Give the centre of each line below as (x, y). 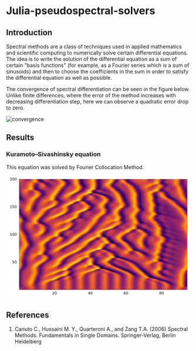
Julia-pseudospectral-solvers (81, 11)
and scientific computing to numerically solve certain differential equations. (97, 53)
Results (20, 138)
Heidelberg (28, 342)
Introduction (29, 33)
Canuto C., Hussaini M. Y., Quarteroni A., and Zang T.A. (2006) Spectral (101, 329)
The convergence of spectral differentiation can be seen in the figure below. (98, 89)
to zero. (15, 108)
